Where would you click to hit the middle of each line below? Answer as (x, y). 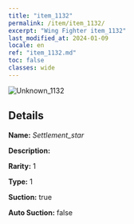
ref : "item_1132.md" (43, 53)
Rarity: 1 (22, 166)
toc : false (26, 61)
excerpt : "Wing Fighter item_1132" (67, 30)
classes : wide (32, 68)
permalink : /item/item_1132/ (57, 23)
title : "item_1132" (41, 16)
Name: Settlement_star (46, 135)
